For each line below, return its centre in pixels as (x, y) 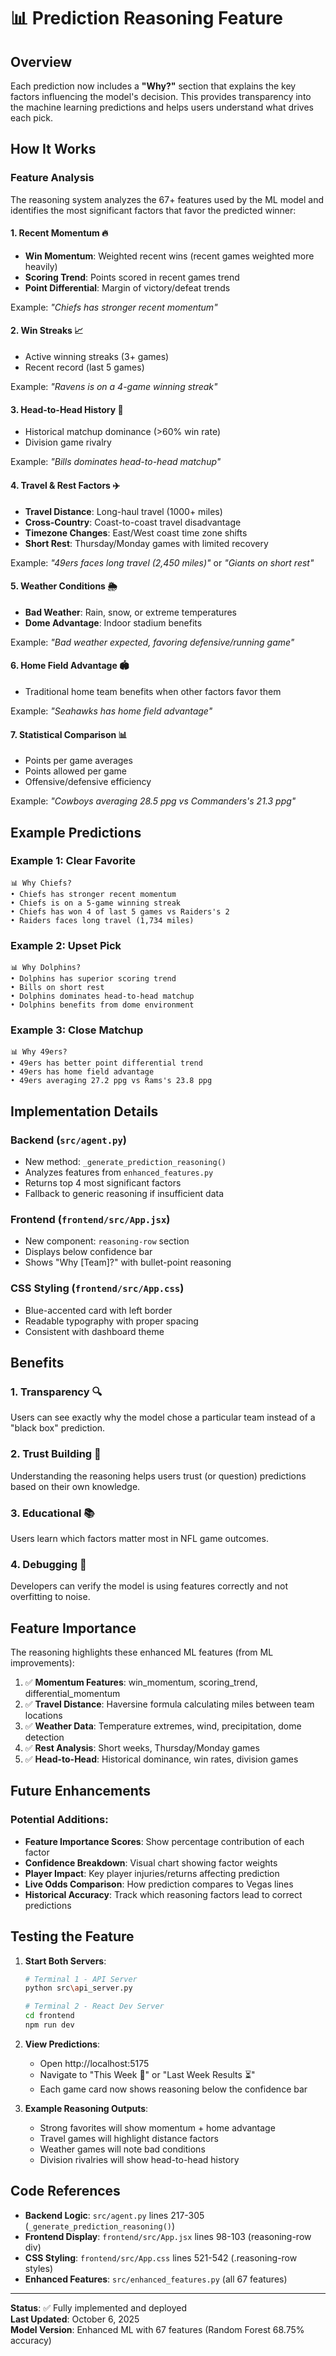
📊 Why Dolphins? (46, 968)
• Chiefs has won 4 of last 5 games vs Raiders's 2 (120, 911)
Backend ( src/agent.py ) (68, 1140)
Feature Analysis (52, 178)
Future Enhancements (81, 1791)
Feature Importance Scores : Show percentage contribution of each (164, 1841)
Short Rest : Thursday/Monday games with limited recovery (146, 543)
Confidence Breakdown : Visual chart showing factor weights (151, 1862)
